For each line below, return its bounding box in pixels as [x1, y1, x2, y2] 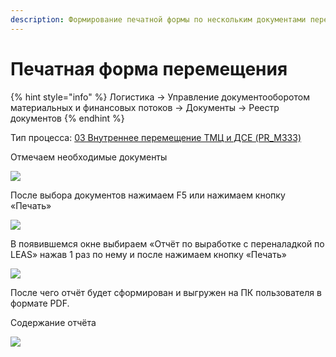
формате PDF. [10, 297, 70, 309]
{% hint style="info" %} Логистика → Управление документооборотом [10, 91, 310, 103]
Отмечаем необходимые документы [10, 151, 168, 163]
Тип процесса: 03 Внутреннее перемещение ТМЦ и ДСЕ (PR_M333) [10, 131, 302, 143]
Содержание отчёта [10, 316, 97, 328]
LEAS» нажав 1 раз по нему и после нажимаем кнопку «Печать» [10, 248, 287, 260]
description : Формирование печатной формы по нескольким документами [10, 14, 307, 25]
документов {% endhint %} [10, 112, 125, 124]
